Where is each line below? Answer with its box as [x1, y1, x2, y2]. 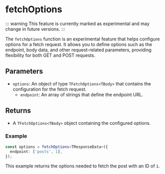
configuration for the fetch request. [12, 86, 87, 92]
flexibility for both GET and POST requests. [5, 52, 96, 58]
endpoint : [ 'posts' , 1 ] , [10, 149, 63, 154]
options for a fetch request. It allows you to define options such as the [5, 41, 152, 47]
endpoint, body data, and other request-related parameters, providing [5, 47, 152, 53]
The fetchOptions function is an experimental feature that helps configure [5, 36, 160, 42]
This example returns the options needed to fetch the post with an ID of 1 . [5, 163, 160, 169]
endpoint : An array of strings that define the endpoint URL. [20, 91, 144, 98]
